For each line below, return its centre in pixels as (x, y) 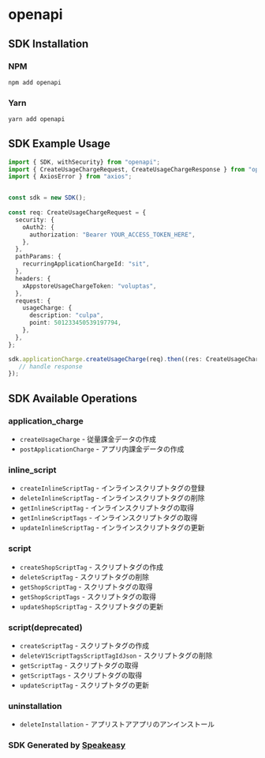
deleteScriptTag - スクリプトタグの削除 (84, 577)
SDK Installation (49, 44)
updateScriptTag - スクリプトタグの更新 (84, 684)
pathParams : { (38, 257)
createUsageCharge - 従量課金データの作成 (88, 439)
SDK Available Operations (73, 398)
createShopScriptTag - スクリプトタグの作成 (91, 567)
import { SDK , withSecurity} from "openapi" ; (84, 162)
